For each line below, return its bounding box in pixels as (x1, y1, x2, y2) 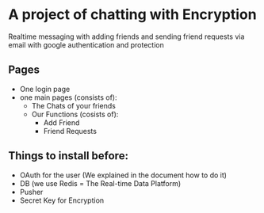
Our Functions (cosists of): (31, 109, 119, 119)
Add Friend (43, 117, 80, 127)
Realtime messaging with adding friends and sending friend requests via (8, 32, 245, 41)
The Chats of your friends (31, 101, 117, 110)
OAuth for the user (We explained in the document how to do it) (19, 170, 228, 180)
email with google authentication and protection (8, 40, 164, 49)
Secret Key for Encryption (19, 196, 105, 205)
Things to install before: (8, 149, 129, 163)
